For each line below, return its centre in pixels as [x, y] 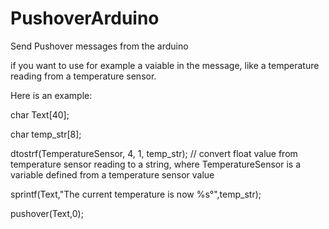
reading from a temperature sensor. [83, 76]
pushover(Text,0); [47, 213]
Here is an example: [51, 95]
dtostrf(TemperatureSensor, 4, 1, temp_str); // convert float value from [154, 153]
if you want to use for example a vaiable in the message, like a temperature [165, 65]
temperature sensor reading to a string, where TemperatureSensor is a [155, 164]
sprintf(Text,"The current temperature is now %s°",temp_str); [136, 194]
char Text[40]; [40, 114]
